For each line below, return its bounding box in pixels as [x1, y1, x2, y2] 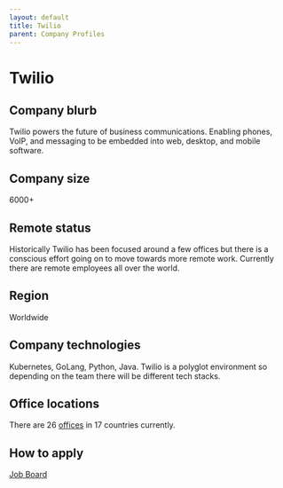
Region [9, 288, 49, 303]
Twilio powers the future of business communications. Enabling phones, [9, 126, 273, 138]
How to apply [9, 445, 84, 460]
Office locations [9, 397, 100, 412]
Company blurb [9, 103, 98, 118]
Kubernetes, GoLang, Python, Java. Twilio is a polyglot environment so [9, 361, 268, 372]
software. [9, 146, 44, 156]
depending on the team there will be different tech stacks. [9, 370, 221, 382]
